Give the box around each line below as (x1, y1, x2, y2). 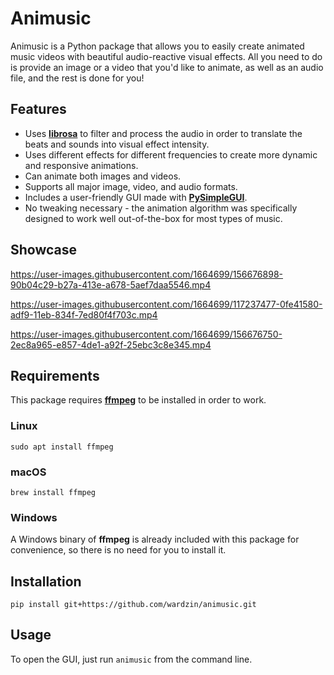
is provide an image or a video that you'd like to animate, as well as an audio (10, 61, 324, 73)
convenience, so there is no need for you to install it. (10, 544, 227, 556)
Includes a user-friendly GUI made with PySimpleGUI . (24, 191, 248, 203)
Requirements (10, 367, 100, 384)
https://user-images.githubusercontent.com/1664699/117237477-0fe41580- (10, 298, 323, 310)
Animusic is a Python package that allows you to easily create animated (10, 40, 305, 52)
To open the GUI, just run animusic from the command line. (10, 653, 253, 665)
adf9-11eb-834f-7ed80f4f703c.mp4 (10, 308, 158, 321)
